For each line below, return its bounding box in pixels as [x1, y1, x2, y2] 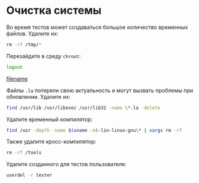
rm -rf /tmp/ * [6, 42, 42, 48]
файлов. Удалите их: [6, 29, 59, 37]
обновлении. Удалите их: [6, 93, 71, 100]
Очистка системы [6, 4, 101, 17]
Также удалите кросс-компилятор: [6, 138, 96, 145]
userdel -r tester [6, 172, 52, 178]
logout [6, 64, 23, 70]
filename [6, 75, 28, 82]
